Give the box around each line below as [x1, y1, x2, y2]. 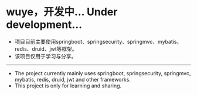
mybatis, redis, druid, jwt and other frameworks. [14, 76, 131, 83]
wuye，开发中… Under [6, 5, 118, 19]
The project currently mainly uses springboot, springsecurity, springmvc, [14, 69, 191, 76]
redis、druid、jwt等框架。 [14, 45, 77, 52]
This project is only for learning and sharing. [14, 82, 122, 89]
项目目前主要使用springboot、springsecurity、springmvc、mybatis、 [14, 38, 182, 45]
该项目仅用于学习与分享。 [14, 52, 77, 59]
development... [6, 18, 83, 31]
